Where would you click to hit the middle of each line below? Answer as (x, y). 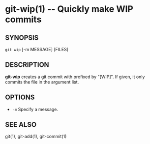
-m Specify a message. (35, 109)
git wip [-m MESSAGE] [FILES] (37, 49)
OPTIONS (20, 98)
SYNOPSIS (22, 38)
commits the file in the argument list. (42, 82)
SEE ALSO (21, 125)
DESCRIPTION (27, 65)
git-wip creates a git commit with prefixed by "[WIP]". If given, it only (75, 77)
